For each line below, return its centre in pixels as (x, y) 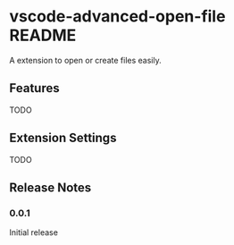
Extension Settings (63, 138)
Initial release (33, 232)
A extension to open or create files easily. (86, 60)
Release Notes (50, 187)
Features (34, 88)
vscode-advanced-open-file (117, 17)
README (43, 35)
